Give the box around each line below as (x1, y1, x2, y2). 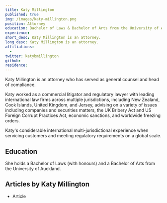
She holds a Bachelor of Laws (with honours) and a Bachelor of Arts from (5, 160, 155, 166)
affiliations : (5, 44, 35, 49)
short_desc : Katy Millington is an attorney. (5, 35, 101, 40)
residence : (5, 63, 28, 68)
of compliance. (5, 82, 36, 88)
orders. (5, 118, 20, 124)
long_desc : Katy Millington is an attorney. (5, 40, 99, 45)
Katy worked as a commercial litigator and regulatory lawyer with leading (5, 92, 155, 98)
